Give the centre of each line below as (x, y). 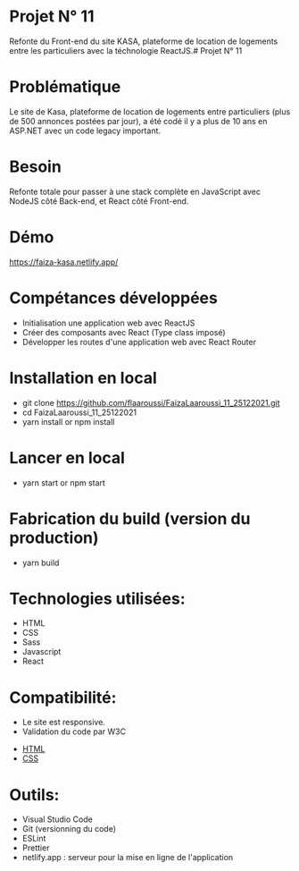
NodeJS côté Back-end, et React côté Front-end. (99, 201)
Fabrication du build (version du (130, 518)
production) (54, 537)
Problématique (65, 87)
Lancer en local (67, 457)
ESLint (34, 839)
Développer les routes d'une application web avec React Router (139, 342)
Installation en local (83, 378)
